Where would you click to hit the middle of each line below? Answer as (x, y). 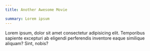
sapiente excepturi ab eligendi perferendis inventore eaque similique (75, 38)
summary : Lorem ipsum (27, 19)
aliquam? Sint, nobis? (27, 43)
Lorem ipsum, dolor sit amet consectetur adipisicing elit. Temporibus (75, 33)
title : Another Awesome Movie (36, 10)
